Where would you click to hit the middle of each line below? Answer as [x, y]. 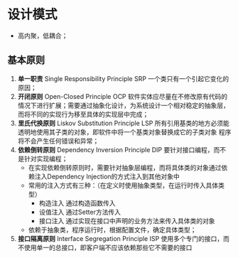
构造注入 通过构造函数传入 [77, 203]
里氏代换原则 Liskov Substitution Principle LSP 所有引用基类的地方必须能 [123, 123]
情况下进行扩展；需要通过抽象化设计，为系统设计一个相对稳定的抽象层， [123, 105]
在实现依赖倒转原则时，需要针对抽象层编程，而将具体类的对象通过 [125, 167]
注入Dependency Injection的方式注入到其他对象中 [107, 176]
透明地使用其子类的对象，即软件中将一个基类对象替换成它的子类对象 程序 [124, 131]
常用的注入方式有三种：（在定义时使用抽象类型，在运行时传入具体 [123, 185]
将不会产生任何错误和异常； [58, 141]
